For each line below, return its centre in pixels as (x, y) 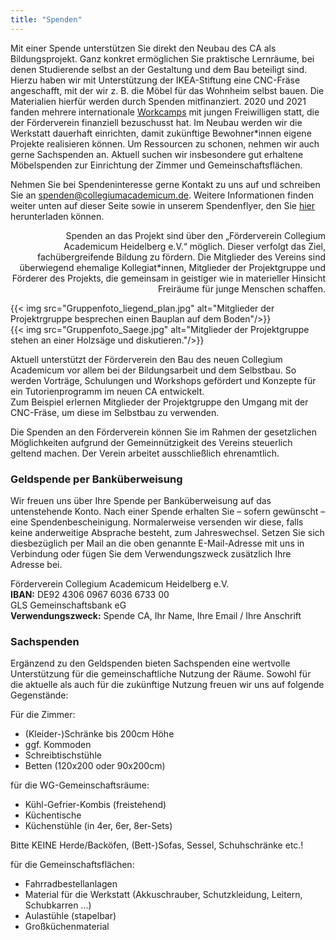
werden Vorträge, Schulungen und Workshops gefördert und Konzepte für (163, 380)
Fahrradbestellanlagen (71, 884)
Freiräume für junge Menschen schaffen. (241, 288)
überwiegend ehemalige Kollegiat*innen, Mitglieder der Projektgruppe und (172, 267)
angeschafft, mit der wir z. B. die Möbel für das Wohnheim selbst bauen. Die (167, 90)
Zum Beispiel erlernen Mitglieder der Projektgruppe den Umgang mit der (159, 402)
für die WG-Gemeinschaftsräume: (80, 785)
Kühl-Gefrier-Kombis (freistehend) (95, 805)
